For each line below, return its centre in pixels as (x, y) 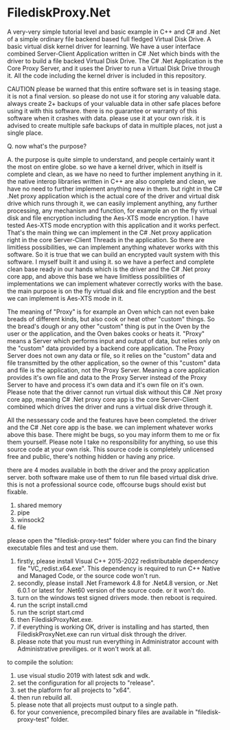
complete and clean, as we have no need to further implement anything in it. (115, 174)
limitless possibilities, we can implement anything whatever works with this (113, 247)
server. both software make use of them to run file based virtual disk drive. (113, 477)
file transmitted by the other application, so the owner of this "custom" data (114, 363)
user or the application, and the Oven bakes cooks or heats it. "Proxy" (106, 333)
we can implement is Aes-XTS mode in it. (65, 298)
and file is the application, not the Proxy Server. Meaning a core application (113, 370)
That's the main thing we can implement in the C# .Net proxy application (109, 233)
